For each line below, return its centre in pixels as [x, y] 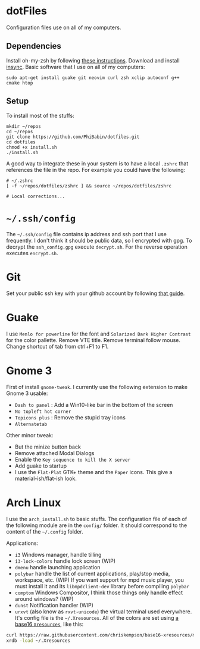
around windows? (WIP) [44, 599]
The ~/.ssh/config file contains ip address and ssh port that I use [86, 234]
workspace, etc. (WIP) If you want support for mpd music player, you [99, 580]
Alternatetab [31, 424]
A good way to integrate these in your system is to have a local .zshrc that [97, 163]
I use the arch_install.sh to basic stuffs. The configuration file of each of [97, 519]
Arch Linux [34, 502]
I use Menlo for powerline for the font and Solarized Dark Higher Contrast [99, 334]
